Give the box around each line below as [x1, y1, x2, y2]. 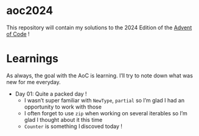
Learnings [6, 52, 59, 66]
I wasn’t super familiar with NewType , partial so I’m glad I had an [24, 96, 184, 104]
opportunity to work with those [24, 103, 102, 110]
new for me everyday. [6, 78, 61, 85]
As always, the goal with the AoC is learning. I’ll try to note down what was [6, 71, 194, 79]
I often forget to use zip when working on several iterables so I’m [24, 109, 187, 116]
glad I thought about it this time [24, 116, 103, 123]
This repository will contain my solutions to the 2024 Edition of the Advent [6, 24, 192, 31]
